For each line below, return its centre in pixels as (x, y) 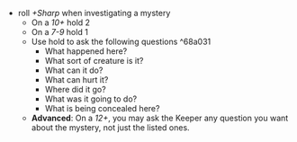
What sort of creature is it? (94, 61)
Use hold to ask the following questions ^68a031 (121, 41)
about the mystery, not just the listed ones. (111, 128)
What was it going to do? (91, 99)
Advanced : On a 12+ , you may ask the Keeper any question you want (160, 118)
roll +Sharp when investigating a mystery (94, 13)
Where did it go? (75, 89)
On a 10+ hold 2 (61, 22)
